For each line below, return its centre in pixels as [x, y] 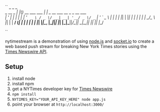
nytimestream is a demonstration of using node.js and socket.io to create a [80, 41]
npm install [24, 94]
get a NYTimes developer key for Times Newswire [62, 89]
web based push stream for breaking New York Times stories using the [76, 46]
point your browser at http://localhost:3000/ [58, 104]
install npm [23, 83]
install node [24, 78]
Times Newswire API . [26, 51]
